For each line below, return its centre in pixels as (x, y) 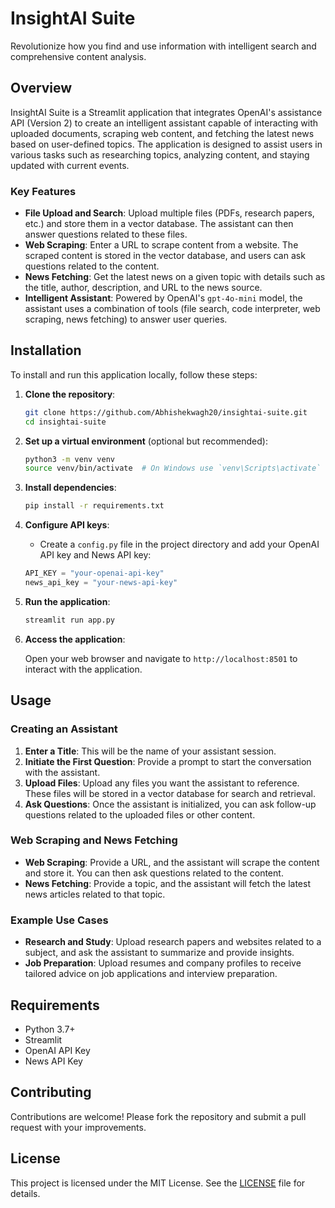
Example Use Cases (59, 920)
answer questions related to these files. (106, 234)
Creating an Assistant (64, 729)
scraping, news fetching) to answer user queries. (126, 319)
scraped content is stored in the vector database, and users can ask (165, 256)
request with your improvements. (78, 1127)
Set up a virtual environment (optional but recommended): (146, 441)
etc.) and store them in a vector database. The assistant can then (159, 224)
